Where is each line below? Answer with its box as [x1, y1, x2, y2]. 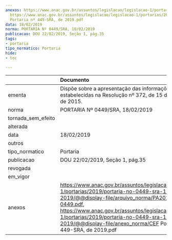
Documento [60, 77, 90, 84]
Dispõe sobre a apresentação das [60, 85, 141, 93]
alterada [8, 123, 28, 130]
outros [8, 140, 24, 147]
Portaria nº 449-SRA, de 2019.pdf [10, 17, 83, 22]
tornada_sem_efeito [8, 115, 55, 122]
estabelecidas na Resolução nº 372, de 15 [60, 91, 163, 99]
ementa [8, 91, 27, 99]
